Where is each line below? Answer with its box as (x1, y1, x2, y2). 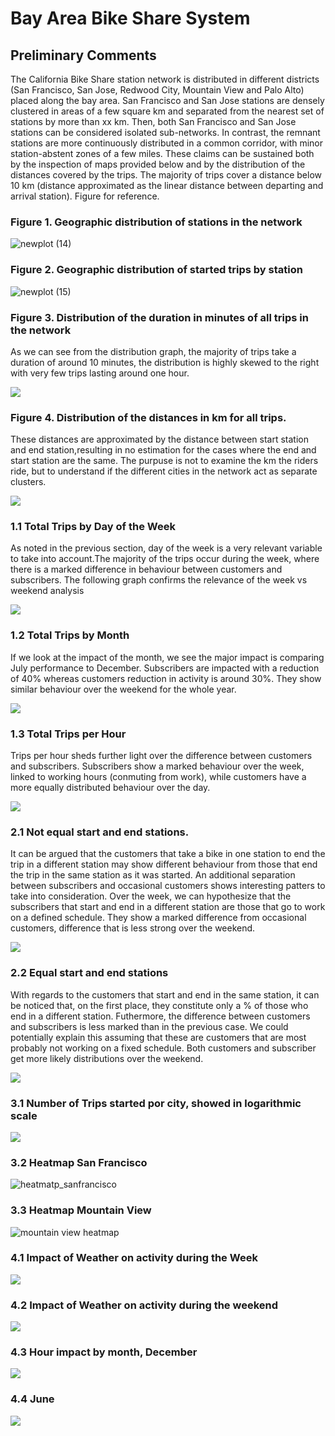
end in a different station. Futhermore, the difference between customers (10, 1010, 311, 1022)
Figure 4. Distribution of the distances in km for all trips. (10, 410, 287, 424)
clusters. (10, 476, 47, 488)
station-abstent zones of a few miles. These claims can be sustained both (10, 148, 315, 159)
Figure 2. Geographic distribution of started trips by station (10, 263, 303, 277)
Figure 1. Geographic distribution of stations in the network (10, 215, 303, 229)
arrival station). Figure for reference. (10, 190, 160, 202)
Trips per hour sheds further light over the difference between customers (10, 750, 313, 762)
